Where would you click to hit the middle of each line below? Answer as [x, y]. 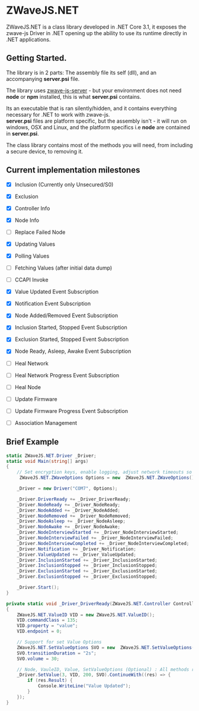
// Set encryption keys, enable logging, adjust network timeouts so [105, 472]
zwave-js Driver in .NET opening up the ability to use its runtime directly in [97, 33]
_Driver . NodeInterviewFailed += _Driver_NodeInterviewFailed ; [95, 538]
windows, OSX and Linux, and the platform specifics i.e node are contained [98, 127]
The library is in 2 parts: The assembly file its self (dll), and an [81, 73]
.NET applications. [28, 39]
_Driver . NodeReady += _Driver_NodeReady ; [68, 505]
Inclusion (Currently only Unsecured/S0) [64, 184]
